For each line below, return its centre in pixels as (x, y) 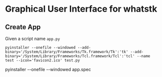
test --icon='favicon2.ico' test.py (42, 60)
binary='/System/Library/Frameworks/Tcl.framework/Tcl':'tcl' (70, 56)
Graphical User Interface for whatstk (81, 9)
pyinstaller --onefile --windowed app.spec (48, 69)
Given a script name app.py (33, 38)
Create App (23, 27)
